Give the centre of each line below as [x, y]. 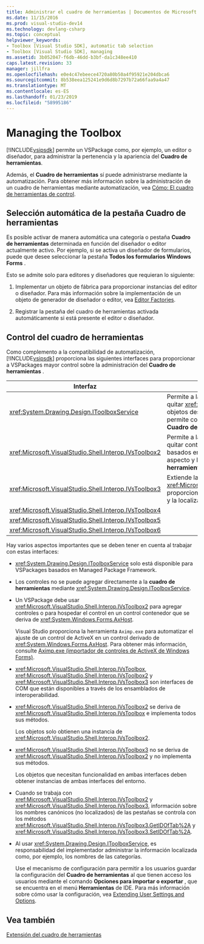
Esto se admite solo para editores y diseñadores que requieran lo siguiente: [101, 275]
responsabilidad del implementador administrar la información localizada [106, 850]
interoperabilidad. [37, 695]
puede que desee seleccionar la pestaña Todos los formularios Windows [99, 257]
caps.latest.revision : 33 [39, 63]
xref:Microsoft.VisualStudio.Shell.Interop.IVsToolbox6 [85, 530]
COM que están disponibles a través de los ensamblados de [90, 688]
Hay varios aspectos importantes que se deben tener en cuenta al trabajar [99, 545]
